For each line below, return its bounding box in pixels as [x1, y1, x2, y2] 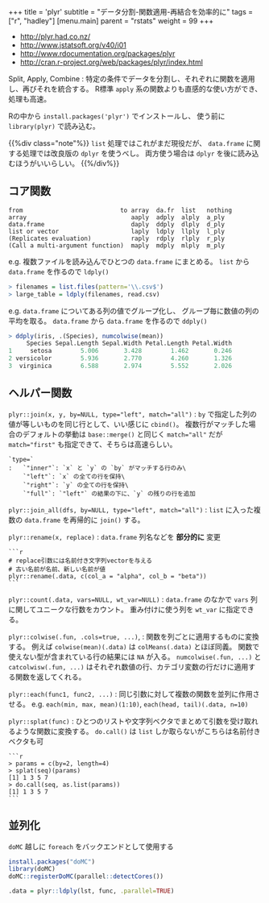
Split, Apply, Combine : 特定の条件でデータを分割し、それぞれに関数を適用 [8, 74, 255, 83]
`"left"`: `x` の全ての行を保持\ [23, 472, 126, 481]
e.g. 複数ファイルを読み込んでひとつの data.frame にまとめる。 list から [8, 256, 250, 266]
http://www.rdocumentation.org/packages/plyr [19, 49, 176, 58]
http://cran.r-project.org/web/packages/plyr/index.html [19, 57, 204, 67]
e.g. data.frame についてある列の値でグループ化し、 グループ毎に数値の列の [8, 305, 259, 316]
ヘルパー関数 [8, 386, 72, 400]
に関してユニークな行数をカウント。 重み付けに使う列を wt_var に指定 [8, 604, 241, 614]
